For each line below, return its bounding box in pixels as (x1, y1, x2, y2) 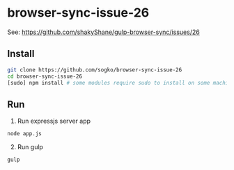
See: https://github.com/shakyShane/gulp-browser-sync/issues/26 (7, 28, 200, 36)
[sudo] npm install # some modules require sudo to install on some (7, 79, 210, 86)
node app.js (7, 130, 42, 137)
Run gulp (17, 143, 44, 151)
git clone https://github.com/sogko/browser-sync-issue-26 (7, 66, 182, 74)
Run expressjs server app (17, 117, 91, 126)
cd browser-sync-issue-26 (7, 73, 82, 80)
